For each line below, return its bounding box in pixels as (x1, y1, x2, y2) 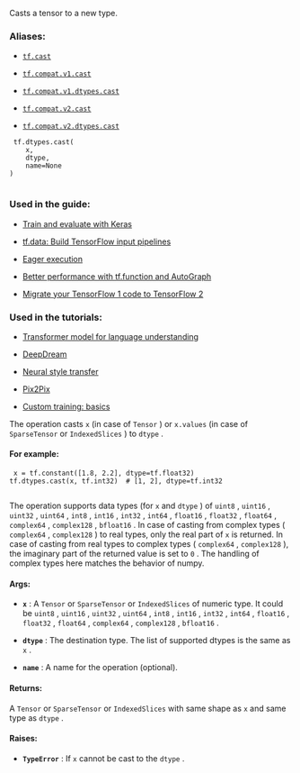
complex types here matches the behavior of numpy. (9, 558, 205, 568)
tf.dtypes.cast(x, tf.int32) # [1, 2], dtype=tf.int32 (9, 477, 223, 486)
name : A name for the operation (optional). (22, 662, 178, 673)
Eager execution (22, 253, 84, 264)
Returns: (9, 682, 43, 693)
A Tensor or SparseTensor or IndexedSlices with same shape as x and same (9, 703, 287, 714)
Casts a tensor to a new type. (9, 8, 119, 18)
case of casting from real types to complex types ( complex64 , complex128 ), (9, 539, 289, 550)
